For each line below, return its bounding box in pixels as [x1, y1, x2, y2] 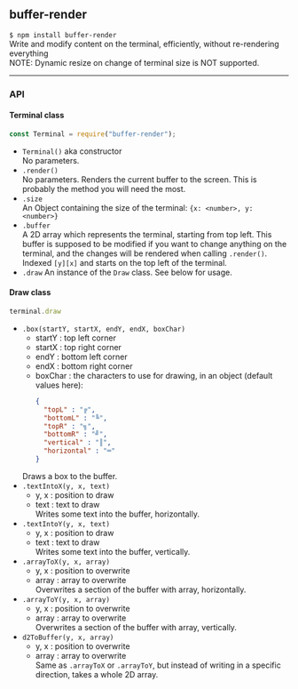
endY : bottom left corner [35, 351, 128, 362]
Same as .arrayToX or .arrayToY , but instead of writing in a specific [35, 660, 281, 670]
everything [9, 48, 49, 59]
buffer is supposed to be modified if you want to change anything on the [21, 238, 287, 249]
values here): [35, 380, 84, 390]
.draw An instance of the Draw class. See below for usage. [21, 267, 232, 277]
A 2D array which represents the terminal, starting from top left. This [21, 228, 272, 239]
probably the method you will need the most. [21, 183, 186, 194]
